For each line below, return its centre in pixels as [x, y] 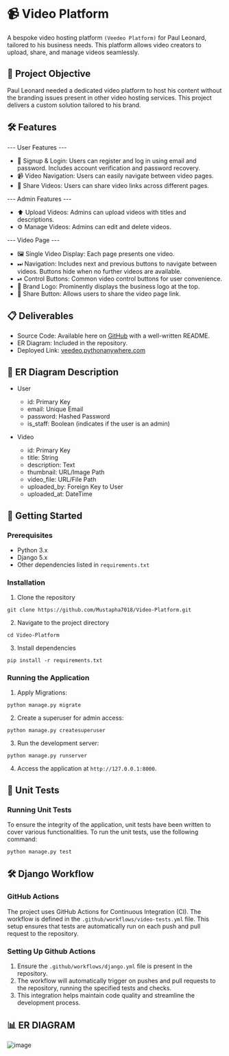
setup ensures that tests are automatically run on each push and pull [104, 926]
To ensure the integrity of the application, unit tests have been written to [109, 825]
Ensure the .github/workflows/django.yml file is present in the [105, 966]
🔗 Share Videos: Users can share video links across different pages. [113, 185]
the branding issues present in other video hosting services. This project [110, 97]
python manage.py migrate [44, 705]
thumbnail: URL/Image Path [66, 472]
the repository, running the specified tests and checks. [94, 988]
